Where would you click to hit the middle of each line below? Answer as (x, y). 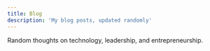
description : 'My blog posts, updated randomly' (80, 20)
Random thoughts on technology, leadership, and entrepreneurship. (105, 40)
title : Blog (25, 14)
